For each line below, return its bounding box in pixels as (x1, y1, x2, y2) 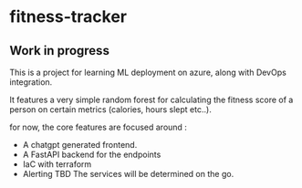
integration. (9, 77, 53, 88)
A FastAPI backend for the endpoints (22, 149, 161, 160)
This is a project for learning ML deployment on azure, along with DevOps (9, 67, 287, 78)
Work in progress (9, 43, 109, 58)
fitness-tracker (9, 6, 128, 27)
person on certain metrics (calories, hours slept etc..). (9, 104, 212, 115)
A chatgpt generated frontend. (22, 140, 138, 150)
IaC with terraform (22, 159, 92, 170)
